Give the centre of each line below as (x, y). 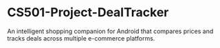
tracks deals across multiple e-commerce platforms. (81, 38)
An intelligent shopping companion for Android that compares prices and (110, 31)
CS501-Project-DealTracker (88, 13)
